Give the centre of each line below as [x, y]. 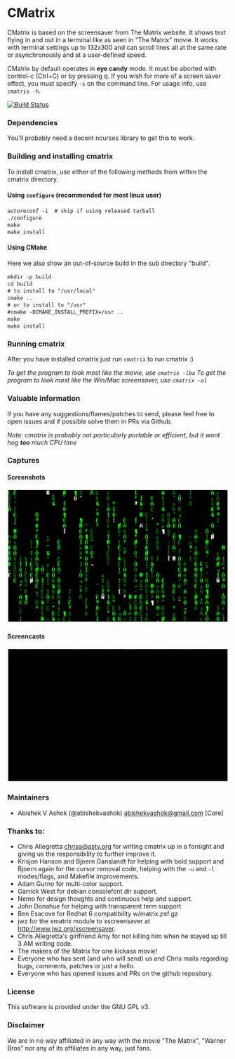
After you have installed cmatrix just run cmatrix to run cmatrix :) [101, 359]
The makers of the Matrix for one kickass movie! [87, 951]
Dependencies [33, 122]
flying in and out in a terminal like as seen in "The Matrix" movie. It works [113, 39]
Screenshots [26, 477]
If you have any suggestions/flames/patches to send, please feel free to [111, 413]
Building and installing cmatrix [60, 156]
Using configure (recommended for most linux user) [85, 195]
